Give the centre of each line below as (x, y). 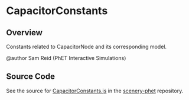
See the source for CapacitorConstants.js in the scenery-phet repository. (95, 91)
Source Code (30, 77)
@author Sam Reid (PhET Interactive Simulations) (66, 58)
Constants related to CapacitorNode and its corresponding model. (87, 46)
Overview (25, 33)
